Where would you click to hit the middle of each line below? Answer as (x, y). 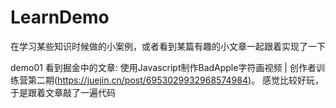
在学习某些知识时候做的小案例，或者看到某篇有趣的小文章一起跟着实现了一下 (168, 46)
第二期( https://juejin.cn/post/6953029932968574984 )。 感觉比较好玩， (175, 80)
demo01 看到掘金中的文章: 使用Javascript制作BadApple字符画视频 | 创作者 (163, 67)
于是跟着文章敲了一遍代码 (63, 92)
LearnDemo (60, 17)
